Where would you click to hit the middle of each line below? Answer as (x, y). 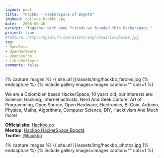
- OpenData (16, 47)
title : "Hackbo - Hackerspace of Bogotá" (50, 14)
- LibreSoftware (22, 61)
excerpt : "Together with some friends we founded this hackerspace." (79, 28)
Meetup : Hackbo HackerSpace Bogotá (45, 130)
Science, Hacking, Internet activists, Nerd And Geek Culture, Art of (73, 99)
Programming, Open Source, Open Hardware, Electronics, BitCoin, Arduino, (82, 105)
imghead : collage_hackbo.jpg (35, 19)
